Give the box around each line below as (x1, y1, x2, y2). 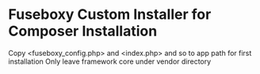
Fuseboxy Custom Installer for (8, 6, 212, 24)
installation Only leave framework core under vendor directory (8, 57, 212, 66)
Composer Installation (8, 22, 158, 40)
